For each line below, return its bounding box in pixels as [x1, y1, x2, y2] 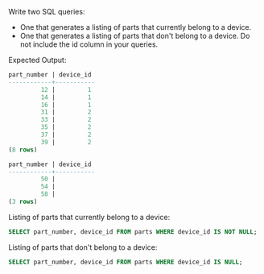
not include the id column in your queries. [19, 39, 159, 49]
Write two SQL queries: [8, 7, 85, 16]
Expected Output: [8, 56, 67, 64]
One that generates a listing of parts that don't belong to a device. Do [19, 31, 250, 40]
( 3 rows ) [8, 197, 38, 205]
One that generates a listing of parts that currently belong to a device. [19, 23, 252, 31]
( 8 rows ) [8, 145, 38, 154]
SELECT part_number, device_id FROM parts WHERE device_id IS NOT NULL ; [8, 227, 258, 236]
